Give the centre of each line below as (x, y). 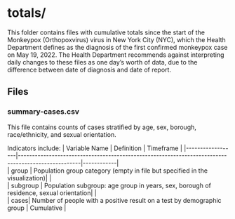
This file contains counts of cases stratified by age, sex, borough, (102, 127)
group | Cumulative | (37, 208)
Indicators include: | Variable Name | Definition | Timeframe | (95, 148)
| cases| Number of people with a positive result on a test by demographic (115, 200)
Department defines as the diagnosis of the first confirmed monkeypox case (117, 47)
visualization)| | (29, 178)
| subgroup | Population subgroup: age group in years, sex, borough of (109, 185)
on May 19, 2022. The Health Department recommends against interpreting (116, 55)
